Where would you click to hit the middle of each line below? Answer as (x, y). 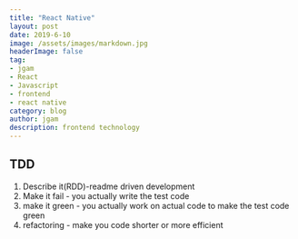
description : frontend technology (75, 128)
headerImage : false (46, 52)
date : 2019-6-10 (40, 35)
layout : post (34, 26)
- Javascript (34, 85)
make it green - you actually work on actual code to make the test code (156, 205)
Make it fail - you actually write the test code (106, 195)
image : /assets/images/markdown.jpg (79, 43)
